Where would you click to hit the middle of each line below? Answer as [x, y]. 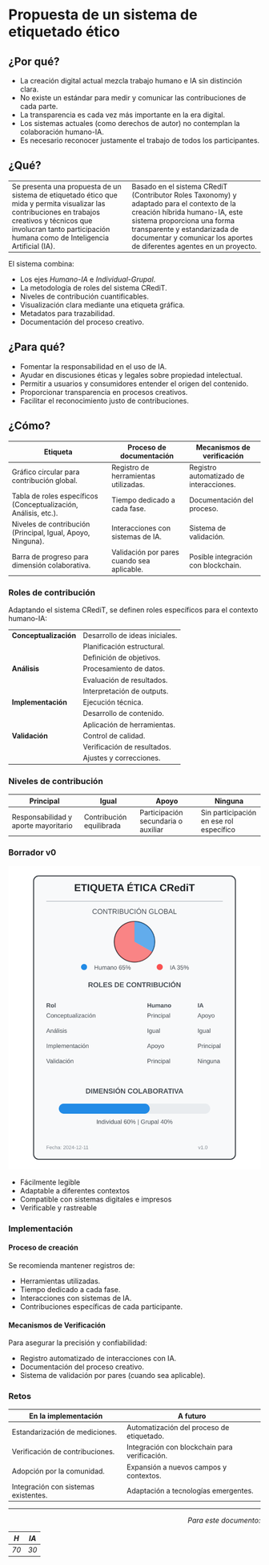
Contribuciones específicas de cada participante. [101, 1307]
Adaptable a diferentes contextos [75, 1190]
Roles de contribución [52, 592]
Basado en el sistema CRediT [180, 186]
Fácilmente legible [50, 1182]
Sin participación [229, 813]
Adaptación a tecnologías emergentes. [190, 1491]
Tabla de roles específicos [55, 496]
